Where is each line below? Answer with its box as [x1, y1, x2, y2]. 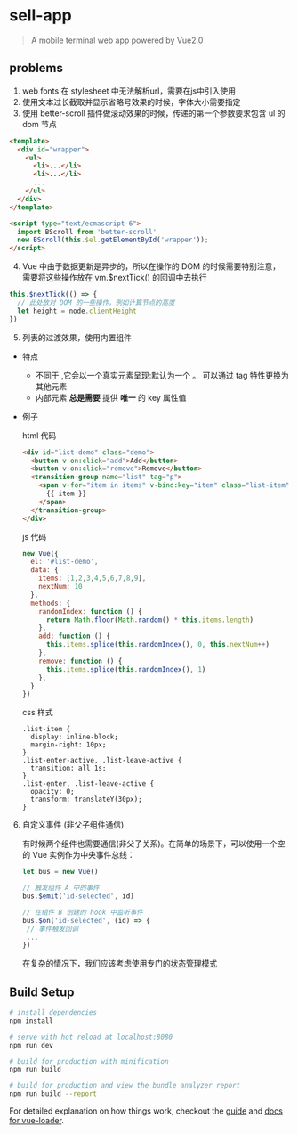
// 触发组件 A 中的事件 [21, 884, 100, 893]
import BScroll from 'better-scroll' [17, 227, 157, 236]
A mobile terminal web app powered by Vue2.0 [30, 35, 204, 45]
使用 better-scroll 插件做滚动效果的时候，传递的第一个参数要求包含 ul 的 [21, 108, 286, 118]
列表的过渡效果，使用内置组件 [21, 331, 132, 343]
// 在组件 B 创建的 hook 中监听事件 [21, 908, 144, 917]
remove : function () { [38, 657, 123, 665]
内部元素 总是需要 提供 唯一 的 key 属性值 [35, 392, 187, 403]
